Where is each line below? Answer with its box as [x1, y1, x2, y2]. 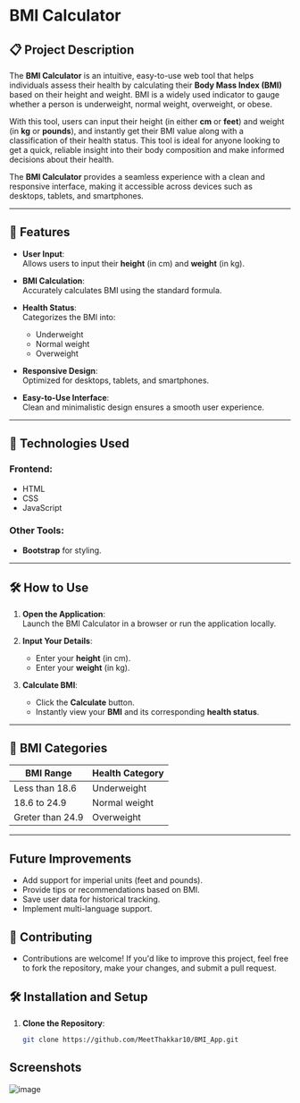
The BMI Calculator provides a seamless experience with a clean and [9, 172, 265, 182]
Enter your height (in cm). [35, 652, 131, 663]
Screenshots [9, 1060, 82, 1075]
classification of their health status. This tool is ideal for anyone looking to [9, 135, 280, 146]
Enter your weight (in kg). [35, 662, 130, 673]
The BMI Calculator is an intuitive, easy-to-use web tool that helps [9, 71, 254, 81]
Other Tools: [9, 524, 64, 537]
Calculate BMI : [21, 679, 78, 690]
